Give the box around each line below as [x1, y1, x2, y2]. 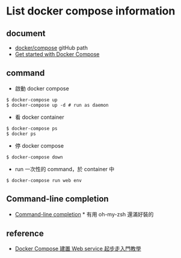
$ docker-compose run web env [6, 177, 82, 183]
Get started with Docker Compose [14, 51, 100, 58]
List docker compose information [6, 4, 176, 18]
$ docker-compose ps [6, 125, 58, 131]
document [6, 28, 46, 39]
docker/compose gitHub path [14, 44, 88, 51]
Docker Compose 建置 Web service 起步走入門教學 [14, 245, 141, 253]
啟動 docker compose [14, 84, 69, 92]
